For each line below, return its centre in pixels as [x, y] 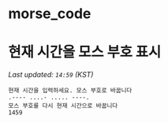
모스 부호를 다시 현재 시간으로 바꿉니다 [63, 106]
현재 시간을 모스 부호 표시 [85, 52]
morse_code [50, 14]
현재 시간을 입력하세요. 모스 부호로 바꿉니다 [70, 91]
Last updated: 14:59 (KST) [51, 75]
